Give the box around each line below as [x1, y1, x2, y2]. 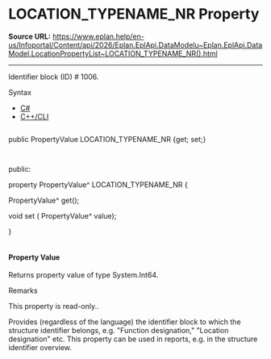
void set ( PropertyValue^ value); [8, 211, 117, 220]
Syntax [8, 87, 32, 97]
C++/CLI [19, 111, 49, 121]
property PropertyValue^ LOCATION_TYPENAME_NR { [8, 179, 188, 190]
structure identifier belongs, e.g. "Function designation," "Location [8, 326, 229, 336]
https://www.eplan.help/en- [52, 31, 145, 41]
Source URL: [8, 31, 51, 41]
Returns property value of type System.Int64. [8, 270, 159, 280]
